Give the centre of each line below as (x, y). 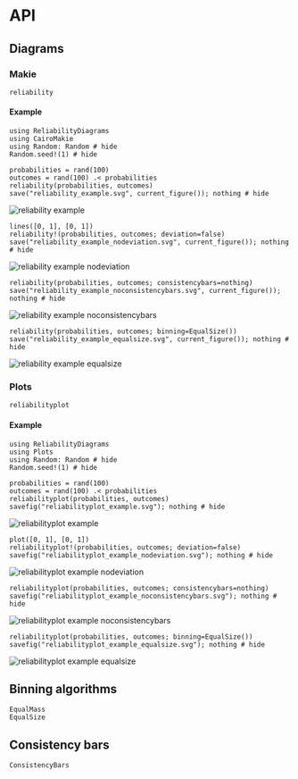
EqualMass (28, 710)
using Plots (31, 452)
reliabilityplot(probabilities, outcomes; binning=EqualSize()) (131, 637)
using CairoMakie (41, 139)
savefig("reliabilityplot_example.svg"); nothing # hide (117, 507)
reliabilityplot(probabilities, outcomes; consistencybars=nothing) (139, 588)
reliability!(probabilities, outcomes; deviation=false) (117, 235)
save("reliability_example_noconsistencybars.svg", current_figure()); (145, 291)
